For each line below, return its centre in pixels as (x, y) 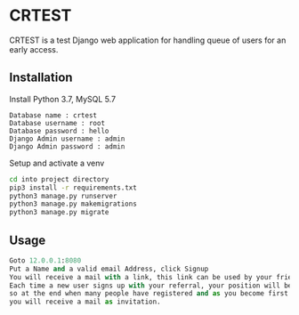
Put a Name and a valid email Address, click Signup (109, 269)
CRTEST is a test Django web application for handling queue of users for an (148, 40)
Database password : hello (59, 131)
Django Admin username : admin (67, 139)
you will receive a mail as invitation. (85, 302)
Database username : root (57, 123)
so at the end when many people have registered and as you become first (149, 294)
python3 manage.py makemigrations (73, 204)
